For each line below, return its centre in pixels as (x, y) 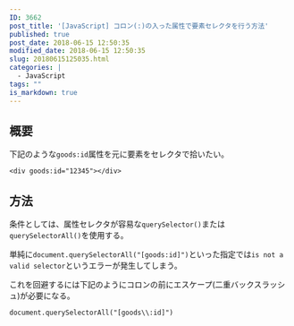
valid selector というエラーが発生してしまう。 (96, 266)
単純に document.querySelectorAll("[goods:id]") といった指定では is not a (147, 254)
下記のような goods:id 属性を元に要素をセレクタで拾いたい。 (119, 154)
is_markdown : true (43, 92)
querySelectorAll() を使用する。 (69, 236)
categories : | (36, 68)
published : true (39, 34)
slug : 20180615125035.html (59, 59)
